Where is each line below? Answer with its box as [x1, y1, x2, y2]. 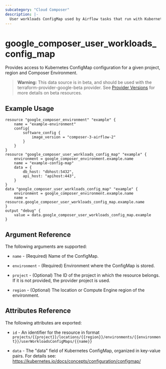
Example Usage [5, 104, 54, 113]
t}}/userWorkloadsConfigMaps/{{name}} [12, 339, 92, 344]
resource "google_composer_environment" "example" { [5, 117, 116, 123]
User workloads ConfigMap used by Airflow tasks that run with [9, 16, 142, 21]
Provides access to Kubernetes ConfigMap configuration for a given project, [5, 65, 161, 71]
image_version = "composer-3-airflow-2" [31, 135, 116, 140]
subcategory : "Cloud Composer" [5, 7, 70, 12]
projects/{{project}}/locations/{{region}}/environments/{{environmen [12, 334, 161, 339]
